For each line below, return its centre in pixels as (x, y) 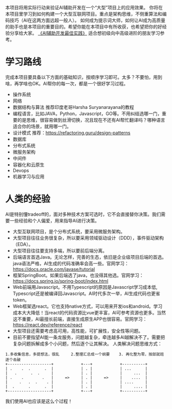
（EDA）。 (23, 244)
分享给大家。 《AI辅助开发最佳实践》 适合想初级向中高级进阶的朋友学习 (85, 33)
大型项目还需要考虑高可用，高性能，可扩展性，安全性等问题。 (78, 331)
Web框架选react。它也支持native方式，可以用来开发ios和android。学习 (88, 306)
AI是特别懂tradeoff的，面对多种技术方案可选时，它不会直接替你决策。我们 (83, 214)
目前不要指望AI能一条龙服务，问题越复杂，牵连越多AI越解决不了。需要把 (89, 337)
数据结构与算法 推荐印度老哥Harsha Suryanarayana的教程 (73, 107)
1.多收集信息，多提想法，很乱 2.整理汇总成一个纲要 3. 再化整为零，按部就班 (85, 354)
